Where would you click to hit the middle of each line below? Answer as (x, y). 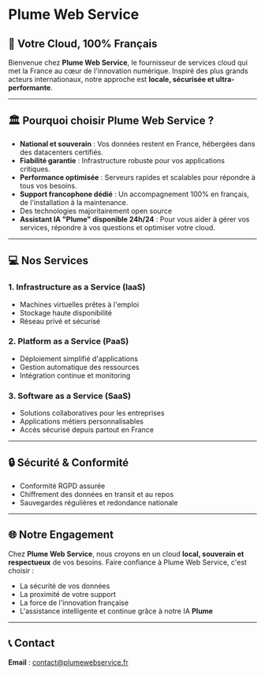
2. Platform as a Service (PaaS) (69, 341)
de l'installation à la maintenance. (74, 202)
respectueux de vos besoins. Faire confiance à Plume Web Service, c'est (127, 562)
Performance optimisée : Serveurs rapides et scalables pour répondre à (138, 177)
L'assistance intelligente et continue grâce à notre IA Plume (116, 611)
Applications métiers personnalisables (82, 421)
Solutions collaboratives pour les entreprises (92, 413)
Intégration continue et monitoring (75, 375)
